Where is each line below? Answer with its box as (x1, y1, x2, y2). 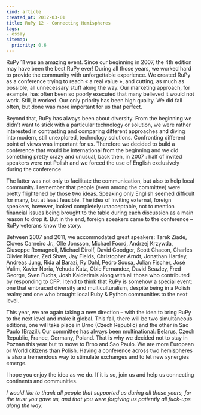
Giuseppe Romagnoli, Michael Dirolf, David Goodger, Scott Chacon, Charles (6, 246, 193, 253)
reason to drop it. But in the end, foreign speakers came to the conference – (6, 215, 193, 222)
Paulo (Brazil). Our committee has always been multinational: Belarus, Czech (6, 328, 195, 335)
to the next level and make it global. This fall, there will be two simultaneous (6, 315, 193, 322)
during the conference (6, 165, 62, 172)
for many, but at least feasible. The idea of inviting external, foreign (6, 196, 172, 204)
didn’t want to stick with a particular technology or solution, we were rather (6, 121, 191, 128)
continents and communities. (6, 377, 78, 384)
